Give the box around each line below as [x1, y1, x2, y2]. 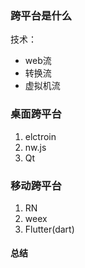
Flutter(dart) [24, 223, 75, 235]
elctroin [24, 130, 57, 142]
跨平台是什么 [10, 8, 73, 22]
